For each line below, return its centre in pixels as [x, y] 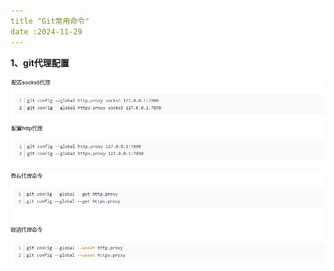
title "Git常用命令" [50, 21]
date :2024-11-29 [46, 31]
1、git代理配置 [40, 62]
